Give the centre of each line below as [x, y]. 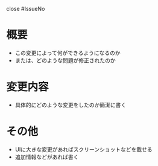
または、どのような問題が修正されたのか [65, 60]
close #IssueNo [26, 9]
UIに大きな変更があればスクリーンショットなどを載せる [84, 149]
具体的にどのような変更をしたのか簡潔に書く [71, 104]
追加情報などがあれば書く [47, 157]
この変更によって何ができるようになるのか [68, 53]
